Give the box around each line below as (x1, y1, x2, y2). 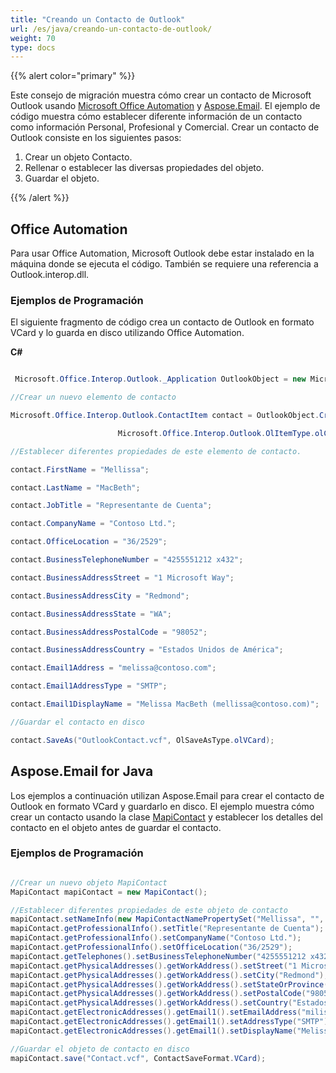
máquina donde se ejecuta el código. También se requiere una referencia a (10, 258, 319, 270)
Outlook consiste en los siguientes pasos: (10, 132, 182, 144)
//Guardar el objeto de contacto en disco (10, 1044, 190, 1054)
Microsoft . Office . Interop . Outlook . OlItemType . (117, 428, 315, 438)
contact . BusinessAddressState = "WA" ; (10, 609, 172, 619)
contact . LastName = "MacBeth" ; (10, 482, 141, 493)
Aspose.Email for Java (10, 763, 154, 780)
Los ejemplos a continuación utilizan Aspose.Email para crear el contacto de (10, 789, 325, 801)
